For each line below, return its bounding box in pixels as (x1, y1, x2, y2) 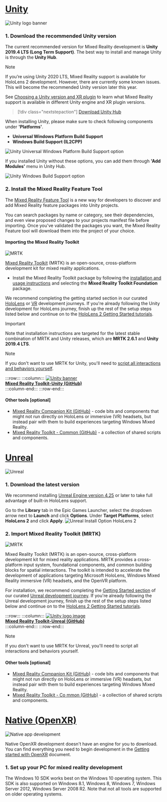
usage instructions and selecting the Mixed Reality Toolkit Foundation (12, 280, 158, 286)
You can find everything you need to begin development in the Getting (5, 746, 150, 752)
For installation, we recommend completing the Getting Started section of (5, 587, 156, 594)
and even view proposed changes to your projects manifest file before (5, 217, 150, 223)
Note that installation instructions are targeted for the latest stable (5, 330, 141, 336)
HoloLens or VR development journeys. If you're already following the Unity (5, 300, 161, 306)
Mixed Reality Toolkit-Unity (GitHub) (5, 380, 82, 386)
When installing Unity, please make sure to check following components (5, 119, 153, 125)
